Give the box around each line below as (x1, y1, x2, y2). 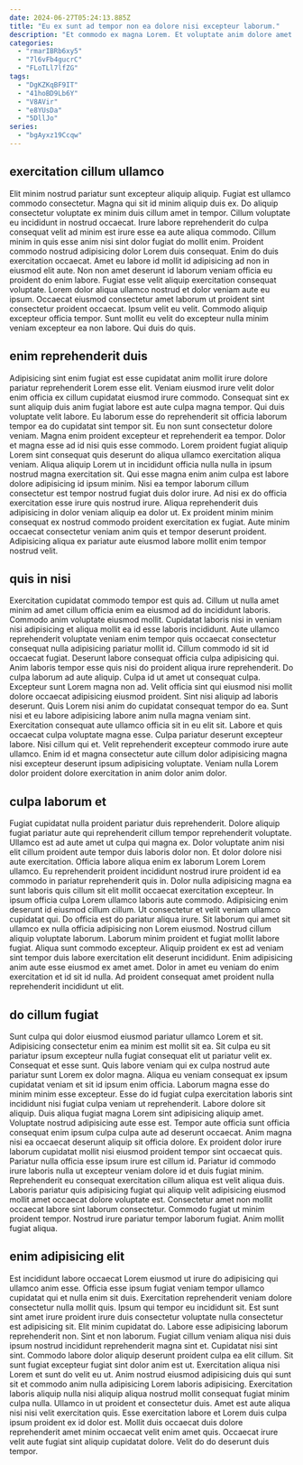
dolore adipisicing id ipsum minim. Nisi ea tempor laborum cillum (9, 478, 250, 488)
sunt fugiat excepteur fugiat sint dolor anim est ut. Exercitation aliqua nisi (9, 1359, 280, 1370)
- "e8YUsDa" (17, 106, 63, 115)
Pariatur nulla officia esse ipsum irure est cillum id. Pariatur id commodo (9, 1155, 277, 1166)
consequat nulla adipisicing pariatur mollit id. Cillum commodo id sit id (9, 643, 270, 654)
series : (9, 123, 39, 132)
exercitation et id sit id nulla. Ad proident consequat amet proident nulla (9, 971, 275, 982)
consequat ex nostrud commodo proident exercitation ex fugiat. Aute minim (9, 516, 290, 527)
